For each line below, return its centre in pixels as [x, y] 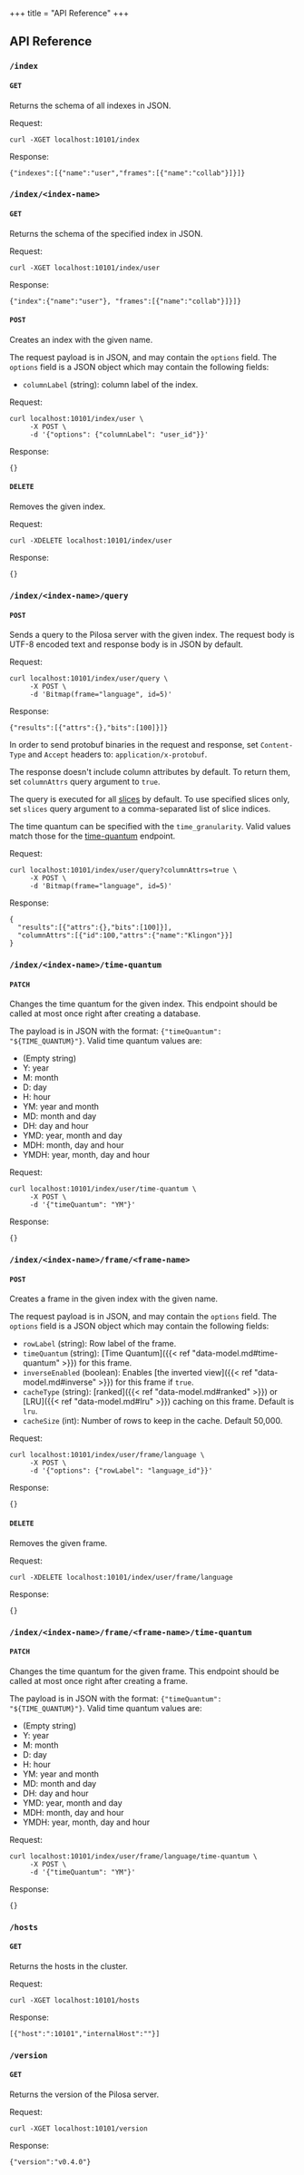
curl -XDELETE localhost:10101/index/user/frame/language [121, 1577]
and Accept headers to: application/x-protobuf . [118, 754]
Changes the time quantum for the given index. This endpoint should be [144, 1004]
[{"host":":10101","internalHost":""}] [85, 2033]
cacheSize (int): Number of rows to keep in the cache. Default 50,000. [152, 1421]
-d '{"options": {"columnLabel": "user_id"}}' [119, 435]
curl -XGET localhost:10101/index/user [85, 268]
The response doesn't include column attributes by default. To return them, [150, 772]
